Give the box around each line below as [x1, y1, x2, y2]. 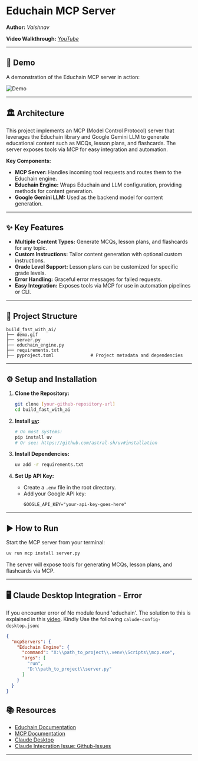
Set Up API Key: [14, 472, 54, 479]
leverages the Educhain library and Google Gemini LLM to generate [6, 133, 169, 140]
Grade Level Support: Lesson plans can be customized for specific [14, 263, 179, 270]
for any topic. [14, 244, 47, 252]
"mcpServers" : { [11, 639, 51, 645]
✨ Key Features [6, 223, 64, 233]
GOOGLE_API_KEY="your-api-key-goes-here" [23, 502, 127, 508]
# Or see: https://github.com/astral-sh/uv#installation [14, 440, 158, 446]
